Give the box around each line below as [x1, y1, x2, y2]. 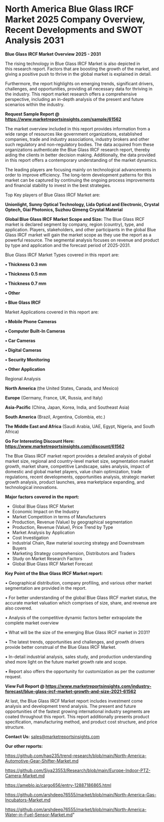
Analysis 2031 [5, 35, 64, 46]
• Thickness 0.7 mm [5, 280, 47, 286]
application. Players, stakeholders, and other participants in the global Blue [5, 226, 156, 232]
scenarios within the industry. [5, 101, 65, 107]
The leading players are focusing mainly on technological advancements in [5, 166, 156, 173]
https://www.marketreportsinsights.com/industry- [45, 683, 152, 689]
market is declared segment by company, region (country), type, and [5, 221, 144, 227]
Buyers [12, 545, 27, 551]
